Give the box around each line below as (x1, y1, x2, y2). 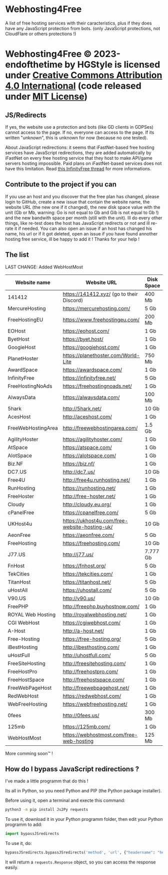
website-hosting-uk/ (62, 523, 113, 530)
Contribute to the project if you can (5, 180, 116, 189)
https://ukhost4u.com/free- (62, 517, 128, 524)
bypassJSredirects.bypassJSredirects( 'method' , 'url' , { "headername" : (5, 850, 155, 855)
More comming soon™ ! (5, 750, 53, 756)
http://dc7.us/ (62, 468, 95, 475)
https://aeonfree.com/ (62, 531, 114, 538)
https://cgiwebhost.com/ (62, 619, 121, 626)
